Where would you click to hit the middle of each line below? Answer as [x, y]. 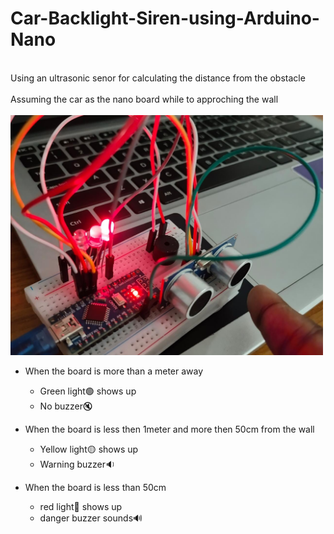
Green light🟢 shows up [88, 391]
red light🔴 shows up [81, 507]
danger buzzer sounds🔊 [91, 518]
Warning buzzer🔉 [77, 464]
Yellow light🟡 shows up [89, 449]
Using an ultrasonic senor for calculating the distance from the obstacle [158, 78]
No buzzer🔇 [66, 406]
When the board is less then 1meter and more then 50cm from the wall [169, 429]
